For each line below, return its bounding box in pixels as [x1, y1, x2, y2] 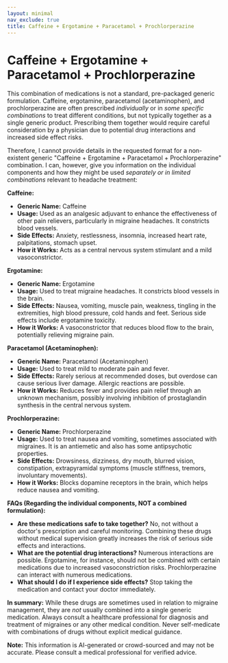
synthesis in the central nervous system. [16, 401, 131, 409]
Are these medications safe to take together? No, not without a [16, 520, 199, 528]
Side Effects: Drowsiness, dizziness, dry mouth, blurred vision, [16, 457, 195, 465]
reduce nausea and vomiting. [16, 486, 99, 494]
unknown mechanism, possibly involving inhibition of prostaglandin [16, 394, 207, 402]
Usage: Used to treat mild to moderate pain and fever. [16, 365, 170, 373]
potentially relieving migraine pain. [16, 330, 114, 339]
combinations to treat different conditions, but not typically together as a [7, 111, 212, 120]
